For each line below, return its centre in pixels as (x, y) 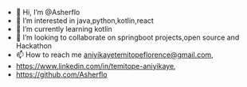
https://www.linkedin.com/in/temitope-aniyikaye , (96, 66)
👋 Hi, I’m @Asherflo (48, 12)
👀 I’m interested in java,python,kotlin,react (84, 21)
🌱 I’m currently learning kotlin (64, 29)
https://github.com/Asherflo (61, 74)
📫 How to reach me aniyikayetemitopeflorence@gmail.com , (114, 55)
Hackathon (34, 46)
